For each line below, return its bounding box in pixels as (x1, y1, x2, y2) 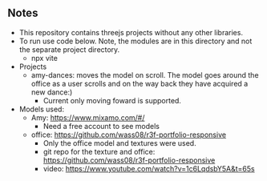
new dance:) (30, 87, 73, 97)
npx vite (30, 53, 58, 62)
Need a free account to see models (42, 121, 160, 131)
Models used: (18, 104, 65, 114)
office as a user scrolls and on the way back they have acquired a (30, 78, 249, 88)
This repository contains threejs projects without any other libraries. (18, 27, 244, 37)
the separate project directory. (18, 44, 120, 54)
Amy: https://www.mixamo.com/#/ (30, 112, 145, 123)
